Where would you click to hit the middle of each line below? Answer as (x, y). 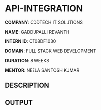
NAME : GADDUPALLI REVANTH (37, 32)
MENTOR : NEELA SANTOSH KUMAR (42, 70)
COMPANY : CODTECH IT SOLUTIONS (44, 22)
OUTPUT (19, 102)
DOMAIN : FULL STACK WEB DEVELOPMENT (50, 51)
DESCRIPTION (27, 86)
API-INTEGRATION (44, 9)
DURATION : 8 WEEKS (27, 60)
